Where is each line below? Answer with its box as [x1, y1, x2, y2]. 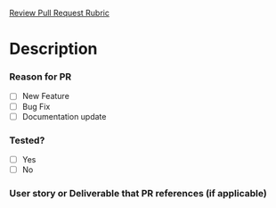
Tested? [9, 134, 45, 146]
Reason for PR [9, 71, 72, 83]
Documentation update [21, 111, 107, 121]
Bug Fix [21, 101, 51, 112]
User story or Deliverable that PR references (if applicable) [9, 187, 267, 200]
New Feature [21, 91, 69, 102]
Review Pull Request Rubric [9, 8, 110, 18]
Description [9, 39, 98, 59]
